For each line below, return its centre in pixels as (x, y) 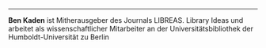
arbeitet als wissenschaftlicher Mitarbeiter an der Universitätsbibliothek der (131, 29)
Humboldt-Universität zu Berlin (59, 37)
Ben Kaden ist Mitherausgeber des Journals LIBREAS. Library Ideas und (126, 20)
